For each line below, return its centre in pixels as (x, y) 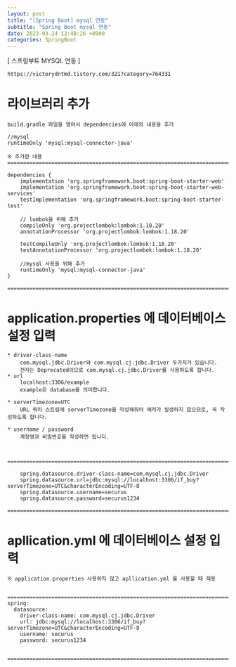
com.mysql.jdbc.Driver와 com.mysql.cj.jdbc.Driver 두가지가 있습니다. (119, 363)
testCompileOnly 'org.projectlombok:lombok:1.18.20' (99, 244)
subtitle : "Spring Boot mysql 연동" (59, 27)
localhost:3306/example (55, 382)
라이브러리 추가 (48, 104)
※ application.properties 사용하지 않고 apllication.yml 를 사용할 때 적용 (112, 578)
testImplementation (48, 200)
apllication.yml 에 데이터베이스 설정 (107, 541)
